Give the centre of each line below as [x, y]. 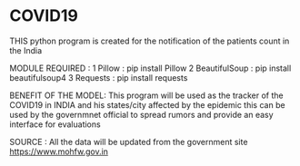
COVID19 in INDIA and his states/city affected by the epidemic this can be [147, 104]
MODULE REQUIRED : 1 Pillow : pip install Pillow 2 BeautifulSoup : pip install [150, 68]
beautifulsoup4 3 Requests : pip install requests [99, 77]
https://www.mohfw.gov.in [59, 151]
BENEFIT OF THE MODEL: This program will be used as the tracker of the [146, 95]
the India [26, 50]
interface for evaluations [55, 124]
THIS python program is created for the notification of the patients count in [150, 41]
